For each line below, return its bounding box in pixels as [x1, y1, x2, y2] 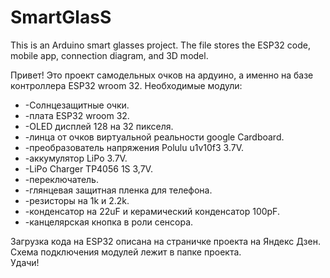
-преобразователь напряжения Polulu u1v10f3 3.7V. [24, 141, 245, 153]
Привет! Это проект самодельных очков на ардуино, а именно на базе [10, 69, 314, 81]
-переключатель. [24, 173, 99, 185]
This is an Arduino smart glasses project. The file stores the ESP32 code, [10, 39, 311, 51]
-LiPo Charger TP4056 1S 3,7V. [24, 162, 153, 175]
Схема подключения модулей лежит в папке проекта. [10, 246, 242, 258]
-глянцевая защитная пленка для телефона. [24, 184, 213, 196]
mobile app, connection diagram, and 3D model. [10, 49, 209, 61]
